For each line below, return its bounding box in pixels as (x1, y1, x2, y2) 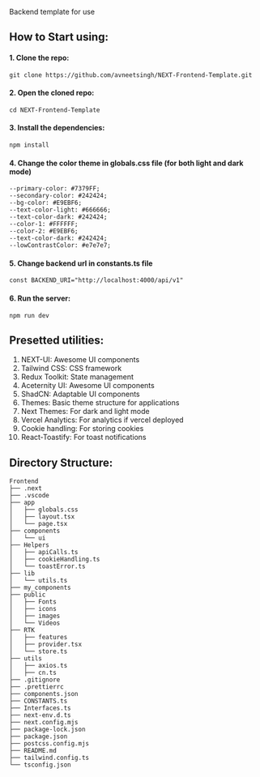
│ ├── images (9, 612, 61, 621)
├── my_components (9, 583, 71, 592)
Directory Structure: (9, 455, 113, 469)
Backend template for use (9, 7, 96, 16)
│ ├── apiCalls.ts (9, 549, 79, 557)
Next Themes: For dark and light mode (20, 407, 150, 416)
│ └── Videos (9, 619, 61, 627)
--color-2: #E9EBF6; (9, 227, 79, 236)
